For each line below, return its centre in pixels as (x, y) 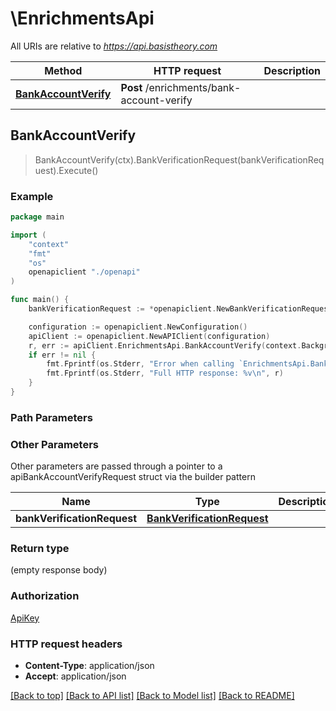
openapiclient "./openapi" (84, 272)
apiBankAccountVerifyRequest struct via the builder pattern (133, 477)
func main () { (40, 300)
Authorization (45, 596)
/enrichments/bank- (193, 87)
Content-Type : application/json (89, 666)
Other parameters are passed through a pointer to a (116, 466)
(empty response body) (59, 570)
